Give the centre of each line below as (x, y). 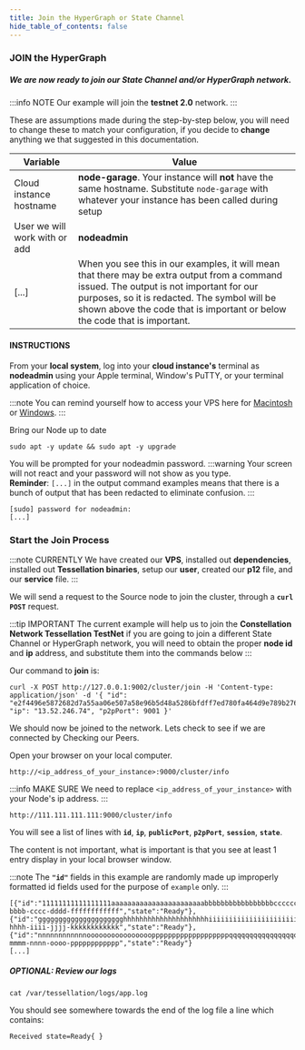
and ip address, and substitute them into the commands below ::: (131, 652)
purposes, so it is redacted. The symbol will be (177, 298)
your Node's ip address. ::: (59, 798)
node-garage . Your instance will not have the (176, 177)
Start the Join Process (59, 540)
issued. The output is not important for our (168, 287)
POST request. (34, 606)
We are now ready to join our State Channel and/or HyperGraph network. (151, 80)
